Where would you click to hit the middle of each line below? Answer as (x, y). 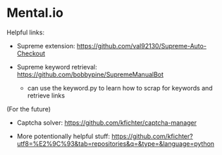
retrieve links (46, 95)
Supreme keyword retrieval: (57, 67)
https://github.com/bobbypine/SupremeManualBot (90, 74)
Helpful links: (26, 32)
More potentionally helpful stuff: (63, 136)
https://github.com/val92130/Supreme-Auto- (142, 46)
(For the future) (29, 109)
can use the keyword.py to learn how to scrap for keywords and (120, 88)
